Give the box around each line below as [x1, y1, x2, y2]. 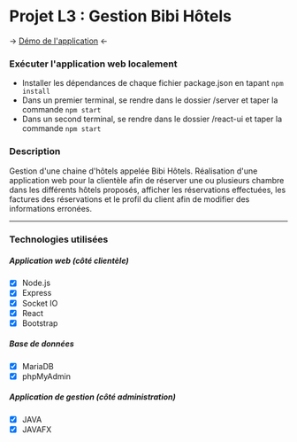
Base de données [9, 338, 75, 349]
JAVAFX [21, 423, 52, 435]
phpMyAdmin [21, 370, 71, 382]
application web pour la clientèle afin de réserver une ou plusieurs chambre [9, 174, 285, 185]
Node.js [21, 277, 51, 289]
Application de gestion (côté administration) [9, 392, 177, 402]
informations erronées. [9, 203, 93, 213]
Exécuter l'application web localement [9, 58, 178, 70]
